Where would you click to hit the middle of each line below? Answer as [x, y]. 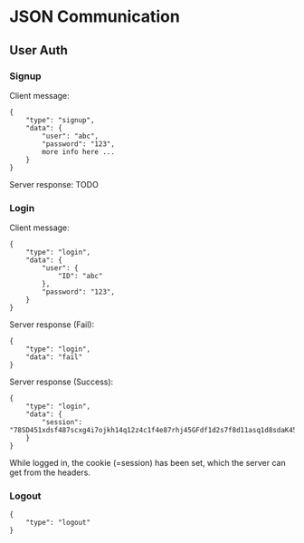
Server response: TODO [54, 184]
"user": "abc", [71, 136]
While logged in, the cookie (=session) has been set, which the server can [148, 463]
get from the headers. [50, 472]
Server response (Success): [62, 382]
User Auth [38, 50]
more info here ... [79, 151]
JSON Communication [95, 17]
